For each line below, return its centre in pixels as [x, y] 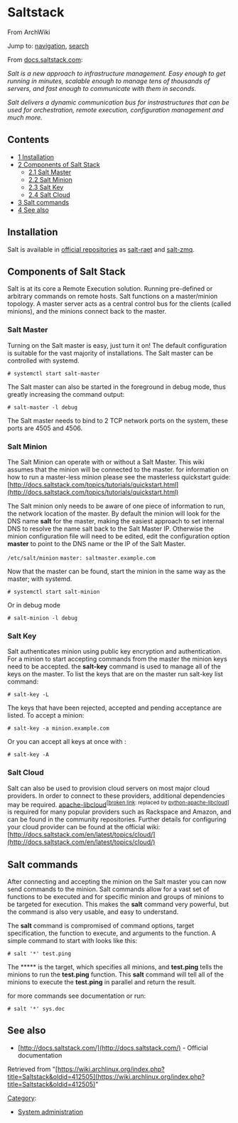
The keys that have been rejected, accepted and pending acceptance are [115, 708]
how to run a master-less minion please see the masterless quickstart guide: [119, 477]
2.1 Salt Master [50, 172]
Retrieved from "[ [33, 1069]
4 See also [33, 210]
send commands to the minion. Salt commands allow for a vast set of [108, 889]
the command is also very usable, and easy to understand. [93, 912]
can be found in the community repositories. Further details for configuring [117, 819]
